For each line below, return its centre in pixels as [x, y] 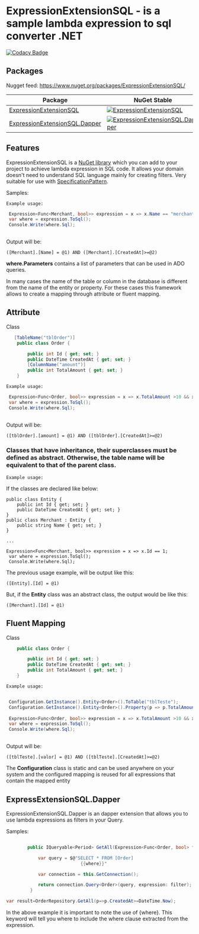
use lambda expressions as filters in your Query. [65, 820]
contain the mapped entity [38, 781]
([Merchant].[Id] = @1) [36, 605]
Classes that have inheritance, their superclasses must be [92, 450]
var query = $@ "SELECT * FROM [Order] [86, 858]
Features [23, 148]
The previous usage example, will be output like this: [70, 572]
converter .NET [44, 36]
